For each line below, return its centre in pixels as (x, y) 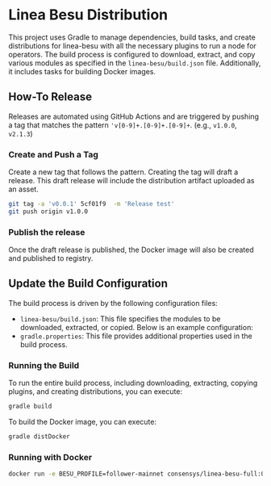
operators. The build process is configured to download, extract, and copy (132, 54)
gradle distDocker (39, 437)
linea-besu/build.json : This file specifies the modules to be (120, 318)
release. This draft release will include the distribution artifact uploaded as (131, 181)
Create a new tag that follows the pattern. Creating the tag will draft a (123, 172)
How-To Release (50, 97)
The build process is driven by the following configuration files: (113, 303)
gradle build (30, 406)
